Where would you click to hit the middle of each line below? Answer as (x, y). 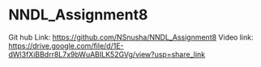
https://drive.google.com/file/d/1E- (66, 45)
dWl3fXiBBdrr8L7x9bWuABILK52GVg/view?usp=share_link (107, 54)
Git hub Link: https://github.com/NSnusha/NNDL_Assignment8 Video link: (131, 37)
